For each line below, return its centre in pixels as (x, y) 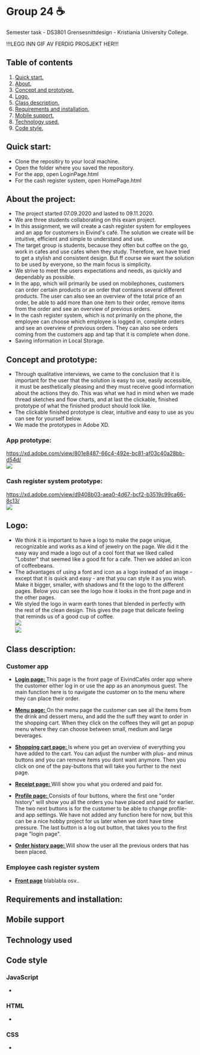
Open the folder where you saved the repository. (74, 168)
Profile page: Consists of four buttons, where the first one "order (95, 796)
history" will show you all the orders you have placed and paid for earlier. (104, 802)
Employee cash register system (53, 868)
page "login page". (38, 834)
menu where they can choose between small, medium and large (94, 729)
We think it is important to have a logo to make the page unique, (93, 540)
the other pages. (35, 597)
